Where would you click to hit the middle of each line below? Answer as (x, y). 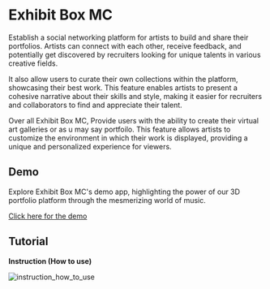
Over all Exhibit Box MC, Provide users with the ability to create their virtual (134, 120)
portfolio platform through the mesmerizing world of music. (107, 200)
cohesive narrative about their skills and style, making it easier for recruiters (135, 96)
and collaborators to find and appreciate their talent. (95, 105)
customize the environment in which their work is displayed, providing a (129, 138)
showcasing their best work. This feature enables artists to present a (123, 88)
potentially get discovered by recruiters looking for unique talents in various (135, 54)
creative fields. (33, 63)
